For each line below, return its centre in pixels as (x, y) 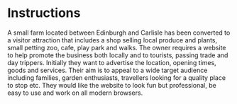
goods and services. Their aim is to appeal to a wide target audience (108, 70)
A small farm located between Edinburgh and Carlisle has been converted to (119, 33)
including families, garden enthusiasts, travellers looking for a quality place (116, 77)
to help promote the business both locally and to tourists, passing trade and (118, 55)
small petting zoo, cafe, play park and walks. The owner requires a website (117, 47)
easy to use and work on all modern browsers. (75, 93)
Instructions (44, 13)
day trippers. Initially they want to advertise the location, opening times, (112, 62)
